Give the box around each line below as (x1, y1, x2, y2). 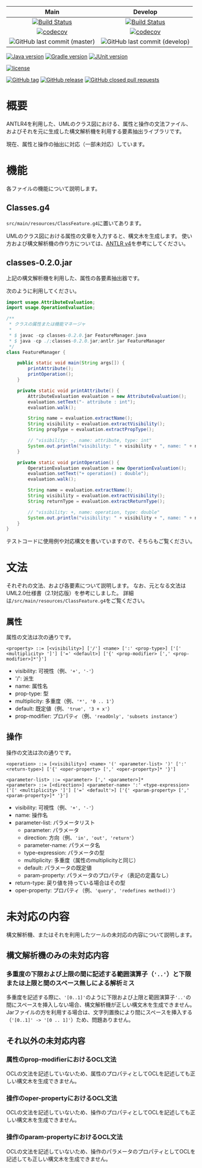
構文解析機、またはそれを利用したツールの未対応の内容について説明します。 (6, 931, 195, 938)
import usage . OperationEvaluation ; (6, 305, 96, 311)
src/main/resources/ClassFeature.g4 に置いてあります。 (6, 219, 145, 226)
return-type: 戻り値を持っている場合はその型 (14, 879, 126, 886)
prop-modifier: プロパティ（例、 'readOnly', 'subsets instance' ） (14, 713, 181, 719)
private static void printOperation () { (17, 459, 120, 465)
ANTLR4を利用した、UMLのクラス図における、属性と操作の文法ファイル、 (6, 120, 191, 127)
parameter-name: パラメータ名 (23, 841, 100, 848)
